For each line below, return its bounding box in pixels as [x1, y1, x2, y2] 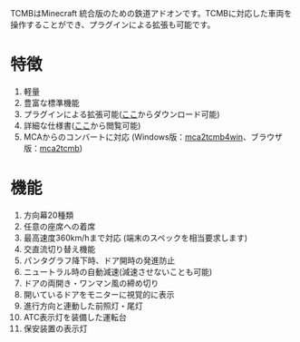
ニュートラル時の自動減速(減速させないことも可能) [23, 266, 213, 277]
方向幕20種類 [23, 210, 74, 220]
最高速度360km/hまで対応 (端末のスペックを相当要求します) [23, 232, 248, 243]
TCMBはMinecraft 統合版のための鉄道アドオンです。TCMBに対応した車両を [10, 8, 293, 18]
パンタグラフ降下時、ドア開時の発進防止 [23, 255, 176, 266]
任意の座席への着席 [23, 220, 96, 231]
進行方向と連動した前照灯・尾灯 [23, 300, 143, 311]
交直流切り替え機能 [23, 243, 96, 254]
